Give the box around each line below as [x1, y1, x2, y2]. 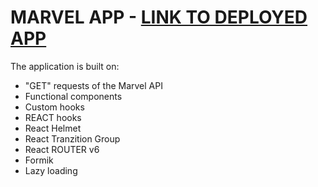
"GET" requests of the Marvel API [24, 79, 163, 91]
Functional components [24, 90, 123, 102]
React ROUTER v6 [24, 143, 100, 155]
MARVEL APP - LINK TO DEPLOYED [10, 6, 308, 29]
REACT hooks [24, 111, 82, 123]
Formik [24, 154, 54, 166]
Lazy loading [24, 164, 78, 176]
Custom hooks [24, 101, 85, 113]
